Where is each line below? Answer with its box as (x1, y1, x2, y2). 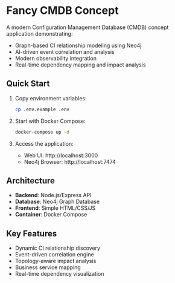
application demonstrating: (6, 30, 73, 37)
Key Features (6, 228, 57, 239)
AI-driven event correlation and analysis (14, 48, 115, 55)
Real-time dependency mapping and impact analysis (14, 61, 146, 68)
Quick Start (6, 79, 50, 89)
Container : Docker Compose (14, 211, 87, 218)
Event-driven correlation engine (14, 251, 95, 258)
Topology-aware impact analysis (14, 258, 97, 265)
